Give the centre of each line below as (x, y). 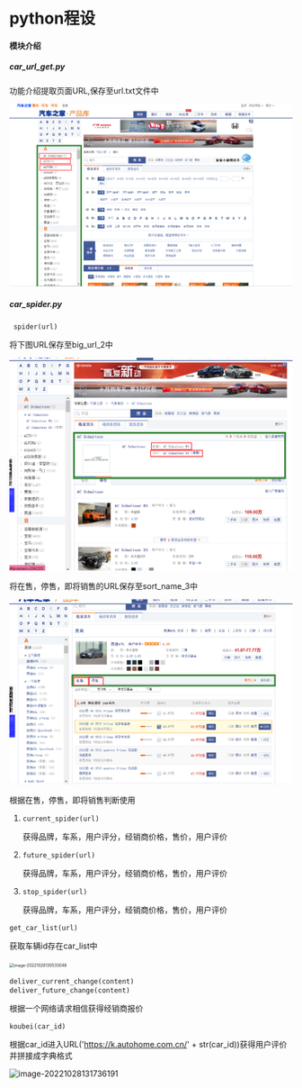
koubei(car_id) (38, 1026)
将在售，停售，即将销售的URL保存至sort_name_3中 (104, 585)
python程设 (53, 18)
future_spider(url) (59, 855)
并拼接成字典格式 (41, 1056)
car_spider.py (36, 304)
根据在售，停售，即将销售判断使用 (72, 800)
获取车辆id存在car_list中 (53, 946)
